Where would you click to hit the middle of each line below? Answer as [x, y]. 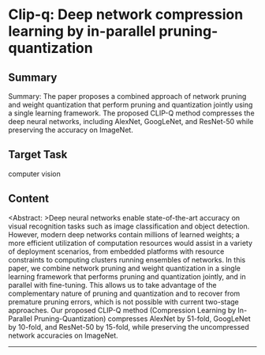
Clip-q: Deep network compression [126, 15]
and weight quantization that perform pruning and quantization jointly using [131, 105]
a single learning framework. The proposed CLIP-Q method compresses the [131, 113]
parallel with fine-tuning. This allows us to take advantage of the [112, 285]
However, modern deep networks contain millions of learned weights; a [124, 234]
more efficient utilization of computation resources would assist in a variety [131, 243]
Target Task [38, 155]
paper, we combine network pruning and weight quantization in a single [124, 268]
